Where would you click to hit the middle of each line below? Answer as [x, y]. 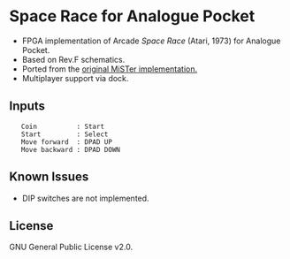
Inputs [27, 107]
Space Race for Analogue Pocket [132, 16]
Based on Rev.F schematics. [73, 59]
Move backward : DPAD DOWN [71, 149]
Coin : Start [62, 126]
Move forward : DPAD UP [67, 142]
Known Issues [49, 177]
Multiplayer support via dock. [75, 78]
